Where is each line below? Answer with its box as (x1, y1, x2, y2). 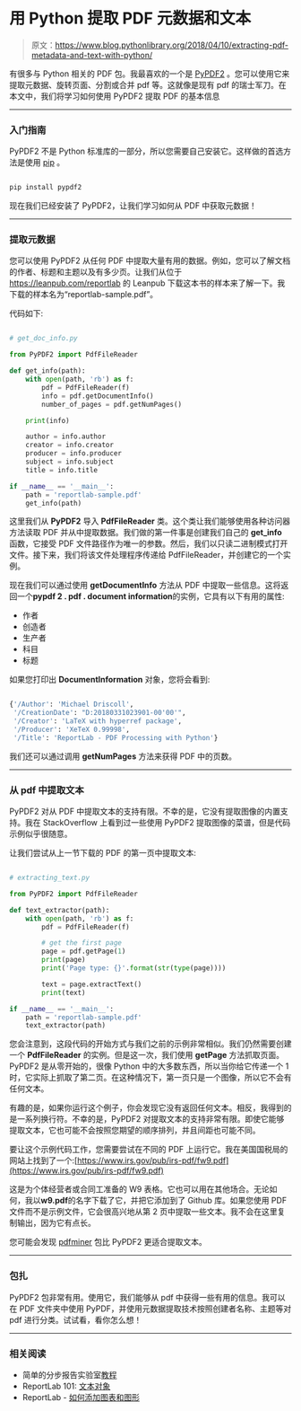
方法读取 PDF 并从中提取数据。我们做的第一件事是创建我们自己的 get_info (9, 527, 282, 538)
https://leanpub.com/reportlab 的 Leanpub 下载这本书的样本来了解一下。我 (9, 278, 286, 288)
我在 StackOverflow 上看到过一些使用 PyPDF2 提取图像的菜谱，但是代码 (24, 817, 291, 828)
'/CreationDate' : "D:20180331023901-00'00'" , (13, 709, 186, 718)
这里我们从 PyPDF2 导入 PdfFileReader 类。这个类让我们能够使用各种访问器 (9, 516, 291, 526)
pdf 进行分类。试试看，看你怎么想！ (9, 1314, 142, 1325)
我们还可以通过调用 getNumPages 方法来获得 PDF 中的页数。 (9, 751, 237, 762)
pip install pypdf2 (9, 183, 82, 192)
